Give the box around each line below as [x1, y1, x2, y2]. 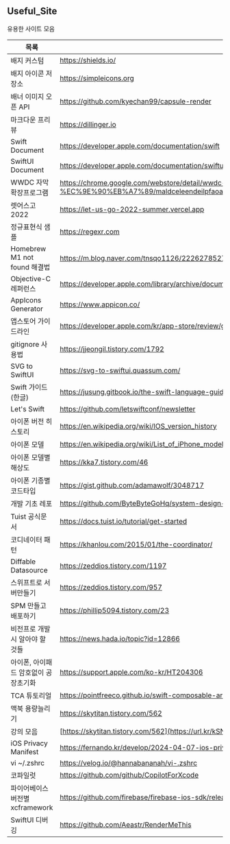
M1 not [10, 252, 34, 262]
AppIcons [10, 295, 42, 304]
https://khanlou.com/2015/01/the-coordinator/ [59, 540, 213, 549]
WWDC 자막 [10, 178, 49, 187]
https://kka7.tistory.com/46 [59, 457, 149, 467]
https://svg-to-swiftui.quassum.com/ [59, 365, 181, 375]
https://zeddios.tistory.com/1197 [59, 561, 167, 570]
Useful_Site [7, 5, 57, 17]
